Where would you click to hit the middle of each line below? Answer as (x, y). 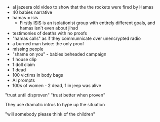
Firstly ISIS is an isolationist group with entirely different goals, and (87, 23)
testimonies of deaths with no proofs (50, 33)
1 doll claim (24, 64)
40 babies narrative (32, 12)
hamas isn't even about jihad (49, 28)
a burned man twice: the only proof (48, 44)
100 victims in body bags (38, 75)
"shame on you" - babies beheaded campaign (59, 54)
